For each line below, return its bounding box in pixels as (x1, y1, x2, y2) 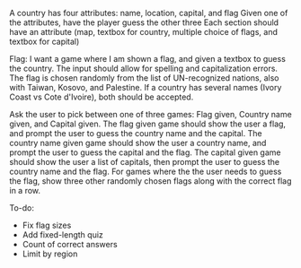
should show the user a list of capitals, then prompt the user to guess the (9, 157, 280, 167)
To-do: (9, 203, 34, 213)
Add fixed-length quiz (22, 229, 103, 240)
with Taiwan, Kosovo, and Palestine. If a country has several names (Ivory (9, 82, 282, 92)
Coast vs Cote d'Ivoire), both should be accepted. (9, 91, 194, 102)
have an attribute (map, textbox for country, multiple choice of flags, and (9, 27, 279, 37)
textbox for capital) (9, 36, 80, 47)
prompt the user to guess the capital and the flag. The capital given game (9, 147, 281, 158)
